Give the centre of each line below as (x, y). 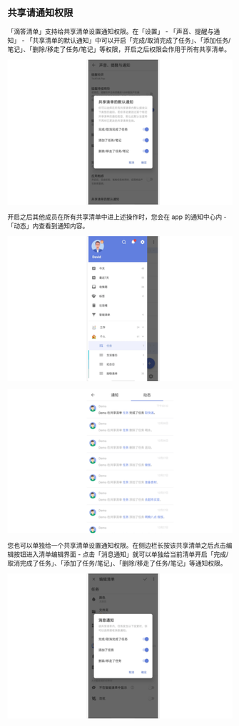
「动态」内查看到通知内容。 (48, 225)
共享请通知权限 (40, 13)
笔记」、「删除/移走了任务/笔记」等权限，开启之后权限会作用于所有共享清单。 (119, 49)
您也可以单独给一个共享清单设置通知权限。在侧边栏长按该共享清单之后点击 (117, 546)
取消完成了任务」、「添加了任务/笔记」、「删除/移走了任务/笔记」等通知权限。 (117, 563)
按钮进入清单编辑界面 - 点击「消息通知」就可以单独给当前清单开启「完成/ (121, 554)
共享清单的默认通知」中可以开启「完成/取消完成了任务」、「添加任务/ (132, 40)
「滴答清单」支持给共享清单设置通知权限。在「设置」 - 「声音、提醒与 (111, 31)
